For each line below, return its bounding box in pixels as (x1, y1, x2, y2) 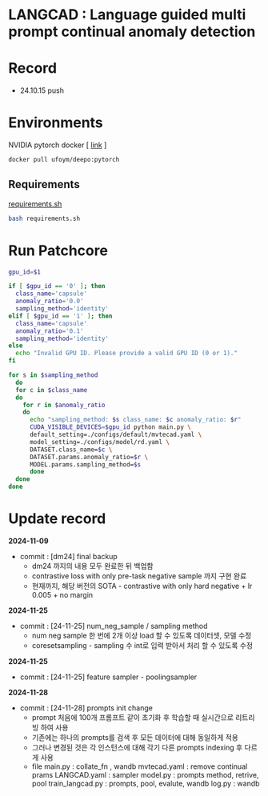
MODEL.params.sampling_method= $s (29, 460, 142, 469)
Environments (8, 114, 104, 132)
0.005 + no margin (31, 590, 94, 599)
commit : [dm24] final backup (19, 552, 118, 561)
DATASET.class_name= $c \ (29, 446, 113, 454)
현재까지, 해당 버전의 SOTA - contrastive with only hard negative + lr (31, 582, 253, 590)
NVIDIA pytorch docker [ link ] (8, 140, 107, 150)
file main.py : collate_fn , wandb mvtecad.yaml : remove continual (31, 762, 248, 771)
